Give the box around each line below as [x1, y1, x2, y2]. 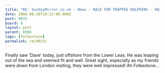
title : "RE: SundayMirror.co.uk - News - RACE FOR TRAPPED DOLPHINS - [5, 7, 153, 12]
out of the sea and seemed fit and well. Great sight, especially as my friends [5, 57, 159, 63]
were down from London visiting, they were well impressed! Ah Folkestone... [5, 62, 160, 68]
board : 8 [5, 20, 23, 26]
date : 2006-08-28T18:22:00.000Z [5, 12, 71, 17]
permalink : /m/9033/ [5, 39, 48, 44]
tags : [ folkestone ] [5, 35, 45, 39]
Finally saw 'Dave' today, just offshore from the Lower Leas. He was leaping [5, 52, 159, 58]
